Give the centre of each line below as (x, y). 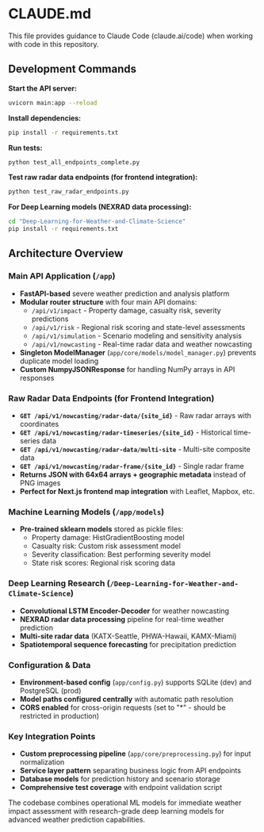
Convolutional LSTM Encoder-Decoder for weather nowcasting (124, 611)
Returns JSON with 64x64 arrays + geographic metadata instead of (133, 474)
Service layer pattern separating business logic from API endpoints (130, 771)
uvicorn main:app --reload (53, 103)
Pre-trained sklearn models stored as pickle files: (101, 529)
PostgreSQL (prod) (50, 690)
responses (37, 378)
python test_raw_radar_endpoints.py (69, 192)
